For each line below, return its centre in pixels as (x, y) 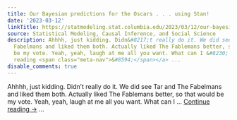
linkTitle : (23, 27)
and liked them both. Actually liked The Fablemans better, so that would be (116, 94)
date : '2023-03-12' (36, 20)
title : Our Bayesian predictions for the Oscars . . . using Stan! (109, 14)
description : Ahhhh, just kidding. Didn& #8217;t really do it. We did (113, 40)
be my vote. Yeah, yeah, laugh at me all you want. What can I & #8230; (121, 54)
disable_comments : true (42, 66)
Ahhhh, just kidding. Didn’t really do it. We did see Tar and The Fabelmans (115, 86)
